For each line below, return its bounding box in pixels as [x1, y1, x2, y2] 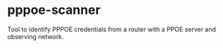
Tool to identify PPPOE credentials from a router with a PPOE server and [7, 25, 217, 33]
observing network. [7, 32, 65, 40]
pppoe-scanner [7, 2, 101, 18]
